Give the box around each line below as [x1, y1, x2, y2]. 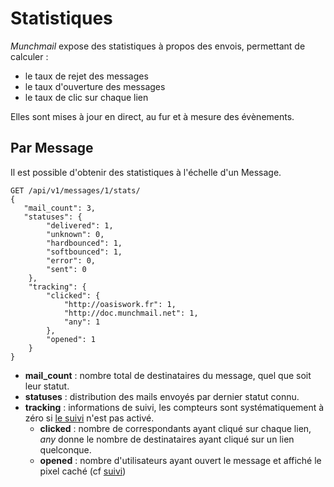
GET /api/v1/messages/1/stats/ [10, 185, 141, 196]
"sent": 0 [46, 264, 87, 274]
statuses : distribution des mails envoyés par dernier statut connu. [24, 390, 300, 402]
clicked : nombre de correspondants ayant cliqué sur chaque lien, [39, 422, 312, 434]
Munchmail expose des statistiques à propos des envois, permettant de [10, 40, 306, 52]
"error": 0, [46, 255, 97, 266]
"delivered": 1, [46, 220, 114, 231]
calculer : [10, 50, 49, 62]
